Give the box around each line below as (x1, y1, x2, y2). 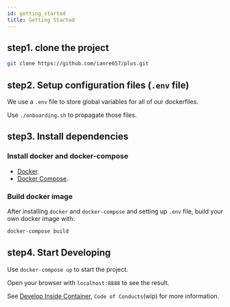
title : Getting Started (7, 17, 76, 23)
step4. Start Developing (7, 247, 111, 259)
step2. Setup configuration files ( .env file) (7, 79, 189, 91)
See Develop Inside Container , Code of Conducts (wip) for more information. (7, 292, 220, 300)
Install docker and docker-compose (7, 151, 128, 161)
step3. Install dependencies (7, 131, 129, 142)
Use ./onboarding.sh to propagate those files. (7, 111, 137, 119)
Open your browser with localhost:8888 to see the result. (7, 278, 170, 286)
